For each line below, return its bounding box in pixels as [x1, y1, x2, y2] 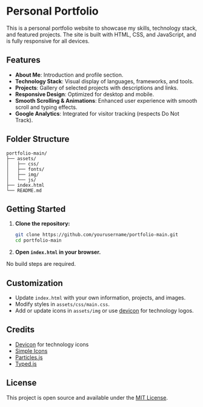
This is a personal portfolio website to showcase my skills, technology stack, [6, 24, 198, 32]
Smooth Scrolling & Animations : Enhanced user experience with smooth [15, 97, 198, 104]
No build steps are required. [6, 260, 76, 268]
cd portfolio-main [15, 237, 62, 244]
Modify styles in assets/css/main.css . [15, 300, 110, 308]
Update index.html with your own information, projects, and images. [15, 294, 186, 301]
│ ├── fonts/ [6, 166, 45, 172]
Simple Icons [15, 347, 48, 354]
